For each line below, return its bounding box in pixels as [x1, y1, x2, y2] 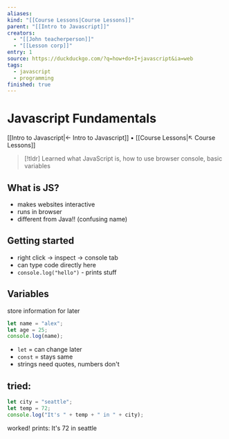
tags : [7, 62, 23, 69]
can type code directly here [17, 260, 97, 269]
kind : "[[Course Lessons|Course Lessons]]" [7, 17, 135, 24]
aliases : [7, 10, 33, 17]
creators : [7, 29, 36, 37]
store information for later [7, 306, 80, 315]
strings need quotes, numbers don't [17, 360, 120, 368]
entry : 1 [7, 49, 33, 56]
